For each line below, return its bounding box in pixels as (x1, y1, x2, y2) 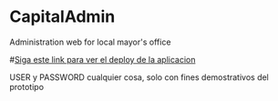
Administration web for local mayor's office (9, 36, 171, 47)
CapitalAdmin (9, 6, 116, 27)
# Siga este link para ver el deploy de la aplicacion (9, 54, 196, 65)
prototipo (9, 81, 44, 92)
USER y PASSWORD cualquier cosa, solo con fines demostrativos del (9, 71, 269, 83)
